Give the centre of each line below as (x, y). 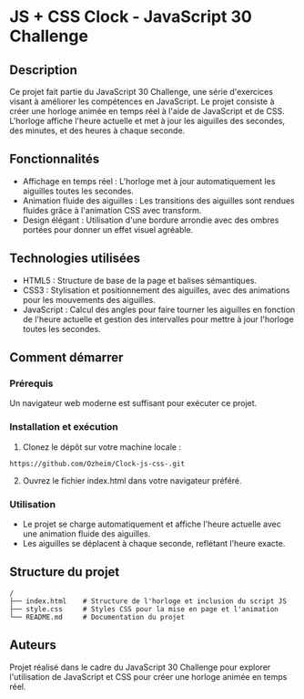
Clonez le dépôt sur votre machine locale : (102, 447)
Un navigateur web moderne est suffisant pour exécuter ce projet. (133, 403)
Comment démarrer (66, 358)
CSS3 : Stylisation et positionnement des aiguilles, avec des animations (156, 290)
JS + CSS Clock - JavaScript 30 (131, 17)
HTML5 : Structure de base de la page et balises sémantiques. (140, 280)
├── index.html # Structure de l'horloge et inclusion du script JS (148, 601)
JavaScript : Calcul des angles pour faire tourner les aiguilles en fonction (159, 309)
